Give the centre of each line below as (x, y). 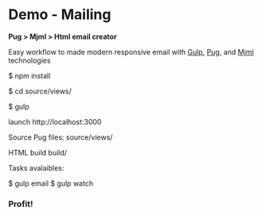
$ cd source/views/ (40, 91)
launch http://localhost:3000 (55, 121)
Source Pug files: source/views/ (61, 137)
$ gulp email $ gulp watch (51, 183)
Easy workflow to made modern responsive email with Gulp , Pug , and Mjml (131, 52)
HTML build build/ (38, 152)
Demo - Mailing (60, 15)
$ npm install (29, 75)
